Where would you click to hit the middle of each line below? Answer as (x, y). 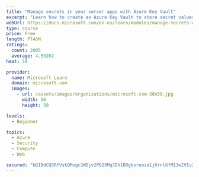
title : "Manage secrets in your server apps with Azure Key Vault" (91, 12)
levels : (16, 116)
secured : (17, 165)
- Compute (23, 149)
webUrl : (16, 23)
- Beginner (25, 121)
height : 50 (35, 105)
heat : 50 (17, 61)
